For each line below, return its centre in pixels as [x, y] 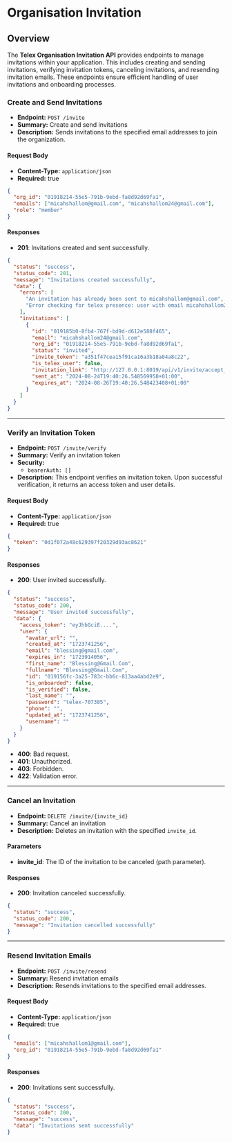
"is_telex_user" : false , [68, 364]
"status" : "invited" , [63, 351]
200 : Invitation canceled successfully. [71, 893]
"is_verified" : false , [58, 689]
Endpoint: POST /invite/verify [62, 448]
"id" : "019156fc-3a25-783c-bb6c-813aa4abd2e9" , [95, 676]
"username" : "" [47, 721]
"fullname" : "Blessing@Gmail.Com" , [77, 670]
